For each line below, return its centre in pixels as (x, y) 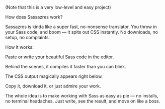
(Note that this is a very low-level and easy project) (58, 7)
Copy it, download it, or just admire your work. (53, 86)
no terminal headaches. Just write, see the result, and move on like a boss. (83, 101)
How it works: (20, 47)
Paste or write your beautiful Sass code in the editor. (60, 57)
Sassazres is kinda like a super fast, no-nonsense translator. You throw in (81, 27)
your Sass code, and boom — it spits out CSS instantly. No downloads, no (82, 32)
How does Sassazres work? (34, 17)
